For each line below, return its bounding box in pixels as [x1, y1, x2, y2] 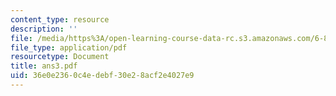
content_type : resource [10, 14, 110, 25]
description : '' [10, 24, 78, 34]
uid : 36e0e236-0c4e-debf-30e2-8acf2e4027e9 [10, 71, 195, 81]
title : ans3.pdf [10, 61, 78, 71]
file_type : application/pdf [10, 42, 128, 53]
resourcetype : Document [10, 52, 110, 62]
